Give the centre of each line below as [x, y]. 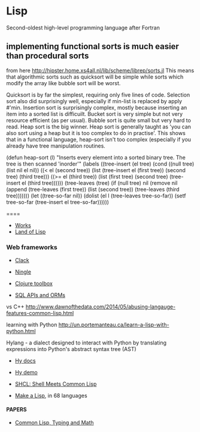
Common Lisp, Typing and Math [54, 423]
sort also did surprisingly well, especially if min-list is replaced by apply [94, 101]
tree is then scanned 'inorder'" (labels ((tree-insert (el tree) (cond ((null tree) [100, 164]
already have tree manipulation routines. [56, 146]
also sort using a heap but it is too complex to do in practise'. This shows [96, 133]
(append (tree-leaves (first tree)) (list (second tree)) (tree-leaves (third [93, 189]
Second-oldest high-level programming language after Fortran [83, 28]
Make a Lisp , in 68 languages [51, 396]
